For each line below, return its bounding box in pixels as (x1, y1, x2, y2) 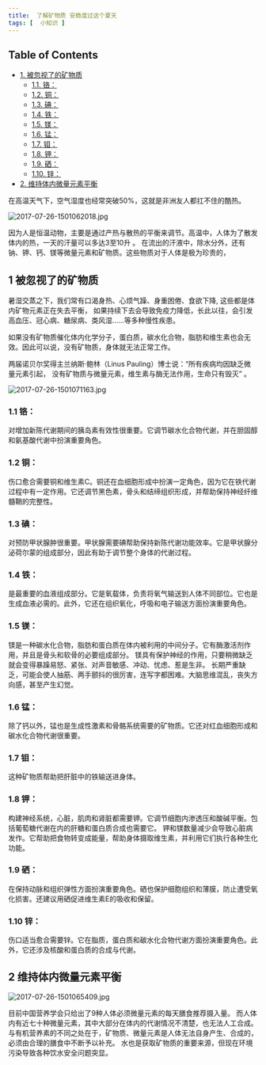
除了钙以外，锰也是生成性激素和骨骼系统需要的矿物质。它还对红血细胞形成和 (8, 721, 258, 730)
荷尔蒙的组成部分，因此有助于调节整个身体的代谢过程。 (14, 548, 196, 557)
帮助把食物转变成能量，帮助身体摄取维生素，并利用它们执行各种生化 (35, 833, 258, 842)
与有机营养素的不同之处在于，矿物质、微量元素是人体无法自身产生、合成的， (8, 1028, 258, 1037)
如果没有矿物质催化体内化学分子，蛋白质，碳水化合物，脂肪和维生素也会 (8, 333, 244, 342)
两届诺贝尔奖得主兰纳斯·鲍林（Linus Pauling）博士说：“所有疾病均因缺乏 (8, 359, 245, 369)
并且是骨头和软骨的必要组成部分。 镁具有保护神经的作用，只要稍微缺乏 (21, 650, 253, 660)
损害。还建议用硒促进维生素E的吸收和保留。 (14, 894, 158, 903)
